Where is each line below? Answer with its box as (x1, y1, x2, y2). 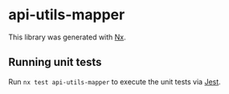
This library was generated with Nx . (8, 32, 126, 42)
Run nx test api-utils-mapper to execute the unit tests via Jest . (8, 76, 221, 86)
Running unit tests (8, 55, 102, 69)
